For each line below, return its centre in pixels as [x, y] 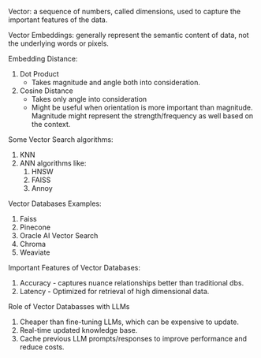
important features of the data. [58, 20]
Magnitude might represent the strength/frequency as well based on [142, 116]
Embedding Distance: [43, 59]
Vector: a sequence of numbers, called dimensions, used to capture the [125, 11]
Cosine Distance [46, 91]
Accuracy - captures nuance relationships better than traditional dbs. [132, 283]
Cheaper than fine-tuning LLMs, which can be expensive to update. [129, 322]
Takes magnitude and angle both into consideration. [116, 82]
